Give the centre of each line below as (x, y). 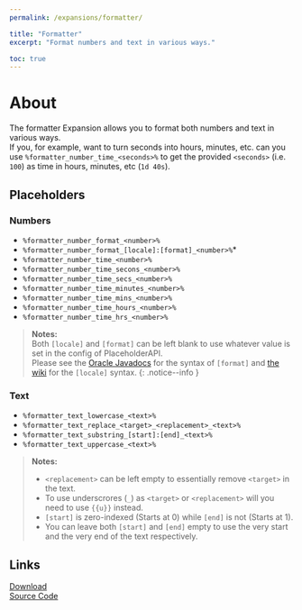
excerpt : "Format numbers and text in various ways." (113, 42)
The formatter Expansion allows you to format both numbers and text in (142, 128)
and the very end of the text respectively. (121, 536)
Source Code (34, 596)
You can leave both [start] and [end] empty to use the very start (166, 527)
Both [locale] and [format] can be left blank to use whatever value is (161, 343)
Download (28, 586)
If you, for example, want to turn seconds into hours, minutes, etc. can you (147, 147)
